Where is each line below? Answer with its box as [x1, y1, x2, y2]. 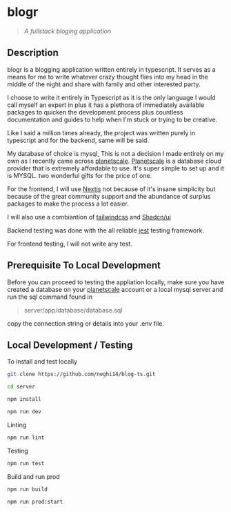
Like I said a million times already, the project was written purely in [7, 128, 196, 137]
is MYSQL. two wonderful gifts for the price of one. [7, 171, 152, 179]
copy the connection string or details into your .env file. [7, 319, 164, 328]
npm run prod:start [7, 498, 63, 505]
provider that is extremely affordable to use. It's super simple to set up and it [7, 164, 224, 173]
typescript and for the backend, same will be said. [7, 136, 150, 144]
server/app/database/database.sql [23, 306, 123, 314]
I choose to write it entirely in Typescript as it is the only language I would [7, 93, 216, 101]
